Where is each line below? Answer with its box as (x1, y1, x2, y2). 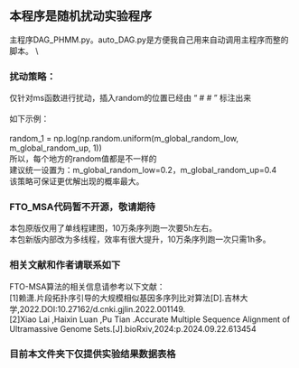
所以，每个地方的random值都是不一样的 (9, 153, 157, 164)
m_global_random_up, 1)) (9, 143, 102, 153)
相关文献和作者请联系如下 (9, 259, 121, 271)
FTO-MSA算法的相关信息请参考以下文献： (9, 281, 165, 291)
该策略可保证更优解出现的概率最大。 (9, 176, 145, 187)
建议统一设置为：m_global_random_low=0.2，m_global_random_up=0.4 (9, 165, 277, 176)
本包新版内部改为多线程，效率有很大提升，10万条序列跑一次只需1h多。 (9, 234, 271, 245)
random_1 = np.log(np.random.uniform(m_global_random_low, (9, 133, 239, 144)
